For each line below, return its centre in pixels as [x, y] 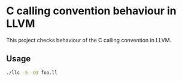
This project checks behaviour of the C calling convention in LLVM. [89, 40]
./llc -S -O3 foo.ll [32, 73]
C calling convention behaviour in [91, 11]
